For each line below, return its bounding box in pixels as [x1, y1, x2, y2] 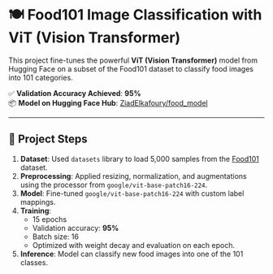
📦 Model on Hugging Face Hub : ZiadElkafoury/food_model [8, 98, 209, 107]
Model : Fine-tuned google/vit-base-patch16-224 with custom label [19, 188, 245, 198]
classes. [19, 257, 49, 267]
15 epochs [32, 214, 67, 224]
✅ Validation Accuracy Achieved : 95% [8, 88, 141, 98]
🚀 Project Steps [8, 133, 88, 146]
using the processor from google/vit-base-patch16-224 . [19, 180, 208, 189]
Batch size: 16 [32, 232, 80, 241]
